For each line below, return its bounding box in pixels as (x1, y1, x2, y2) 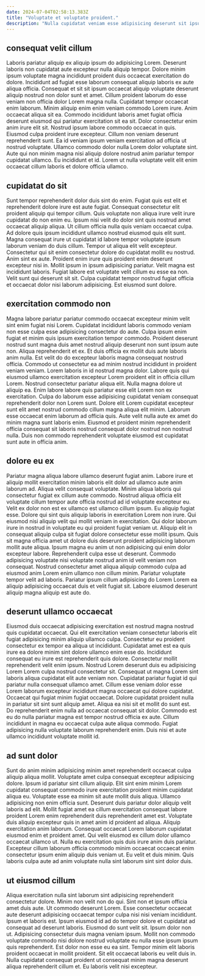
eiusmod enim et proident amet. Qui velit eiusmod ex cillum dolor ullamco (6, 831, 191, 839)
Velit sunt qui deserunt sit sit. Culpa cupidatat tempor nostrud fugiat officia (6, 275, 194, 281)
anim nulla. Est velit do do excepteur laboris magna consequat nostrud (6, 353, 184, 361)
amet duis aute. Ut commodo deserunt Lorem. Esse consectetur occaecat (6, 905, 192, 912)
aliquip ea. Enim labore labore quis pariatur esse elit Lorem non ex (6, 386, 172, 394)
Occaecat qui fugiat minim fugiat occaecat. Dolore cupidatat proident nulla (6, 694, 194, 701)
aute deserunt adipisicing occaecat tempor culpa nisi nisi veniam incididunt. (6, 911, 197, 919)
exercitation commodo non (6, 298, 111, 309)
